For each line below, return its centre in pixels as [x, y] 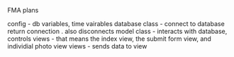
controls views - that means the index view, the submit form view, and [109, 39]
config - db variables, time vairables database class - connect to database [116, 24]
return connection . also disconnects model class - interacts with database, [117, 31]
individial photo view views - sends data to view [77, 46]
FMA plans [23, 10]
